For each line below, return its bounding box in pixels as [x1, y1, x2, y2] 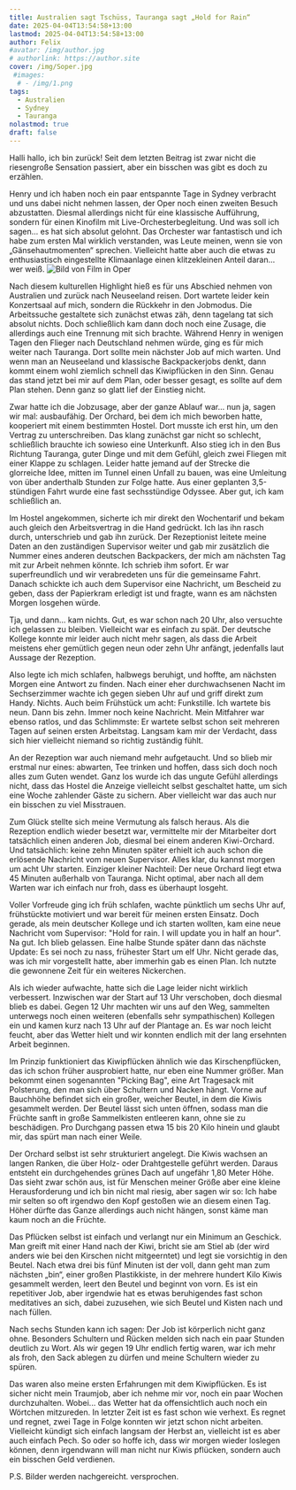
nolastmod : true [9, 120, 69, 129]
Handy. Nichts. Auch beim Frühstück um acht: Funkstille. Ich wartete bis [9, 697, 271, 708]
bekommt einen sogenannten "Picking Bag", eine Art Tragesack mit [9, 1075, 254, 1085]
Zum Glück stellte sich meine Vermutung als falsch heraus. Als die [9, 816, 250, 827]
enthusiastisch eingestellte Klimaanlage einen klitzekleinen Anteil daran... [9, 254, 276, 265]
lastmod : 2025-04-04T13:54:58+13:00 [9, 29, 144, 38]
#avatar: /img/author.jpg [9, 46, 104, 55]
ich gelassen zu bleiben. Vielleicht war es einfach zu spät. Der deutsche [9, 623, 271, 634]
